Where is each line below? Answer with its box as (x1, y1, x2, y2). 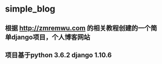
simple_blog (5, 3, 56, 15)
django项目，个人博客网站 (11, 33, 91, 41)
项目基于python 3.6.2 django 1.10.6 (5, 51, 112, 59)
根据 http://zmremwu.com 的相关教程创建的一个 (5, 24, 151, 32)
